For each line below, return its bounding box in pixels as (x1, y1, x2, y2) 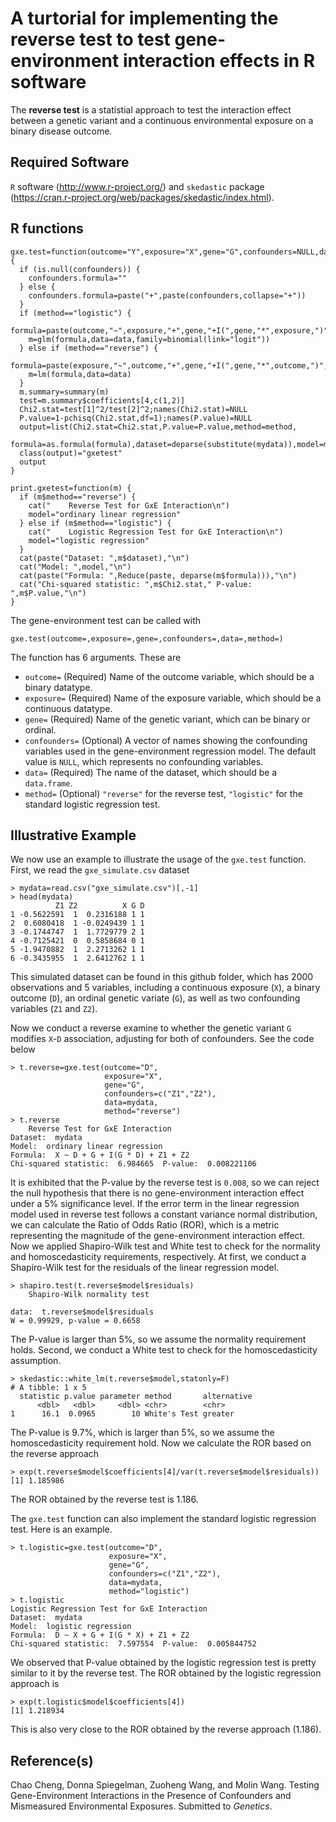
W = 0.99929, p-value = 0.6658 (10, 1316, 141, 1326)
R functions (10, 220, 84, 237)
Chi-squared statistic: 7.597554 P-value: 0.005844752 (10, 1639, 257, 1649)
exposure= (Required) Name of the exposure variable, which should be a (24, 692, 322, 704)
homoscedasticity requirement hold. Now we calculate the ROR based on (10, 1437, 312, 1449)
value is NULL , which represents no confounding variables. (24, 755, 264, 767)
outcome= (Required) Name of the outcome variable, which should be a (24, 670, 315, 682)
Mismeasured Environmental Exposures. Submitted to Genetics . (10, 1800, 273, 1812)
